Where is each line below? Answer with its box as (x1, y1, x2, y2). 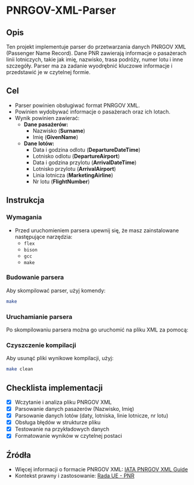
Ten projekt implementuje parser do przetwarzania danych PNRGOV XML (6, 43, 186, 50)
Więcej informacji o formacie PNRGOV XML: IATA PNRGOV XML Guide (14, 466, 188, 473)
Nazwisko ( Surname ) (32, 127, 85, 134)
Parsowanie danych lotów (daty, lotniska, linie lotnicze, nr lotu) (14, 412, 169, 419)
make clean (6, 366, 33, 372)
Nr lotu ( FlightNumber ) (32, 177, 90, 185)
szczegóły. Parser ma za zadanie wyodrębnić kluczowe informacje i (6, 62, 173, 69)
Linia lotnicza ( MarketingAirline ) (32, 171, 113, 179)
